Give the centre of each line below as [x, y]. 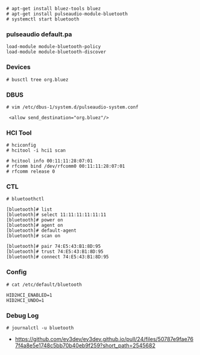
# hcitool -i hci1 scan [36, 150]
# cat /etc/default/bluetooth [44, 285]
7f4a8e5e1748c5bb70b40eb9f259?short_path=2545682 [85, 345]
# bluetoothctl [25, 199]
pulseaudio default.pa [39, 34]
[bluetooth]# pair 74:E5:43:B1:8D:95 [54, 247]
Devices [19, 67]
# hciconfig [21, 145]
